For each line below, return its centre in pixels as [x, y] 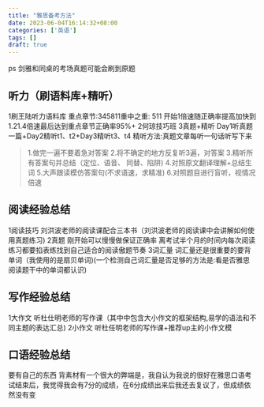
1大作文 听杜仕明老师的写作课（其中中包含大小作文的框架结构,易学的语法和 [129, 318]
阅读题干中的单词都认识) [48, 269]
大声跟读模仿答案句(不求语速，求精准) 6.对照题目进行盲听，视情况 [149, 172]
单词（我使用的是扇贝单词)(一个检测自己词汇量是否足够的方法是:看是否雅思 [129, 260]
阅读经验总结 [39, 210]
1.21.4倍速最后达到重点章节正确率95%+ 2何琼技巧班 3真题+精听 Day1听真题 [131, 126]
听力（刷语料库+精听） [64, 96]
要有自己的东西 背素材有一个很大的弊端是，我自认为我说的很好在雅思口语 [126, 375]
